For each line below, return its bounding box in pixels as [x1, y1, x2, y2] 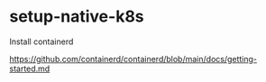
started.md [9, 63, 50, 74]
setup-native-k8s [9, 6, 144, 27]
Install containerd [9, 36, 74, 47]
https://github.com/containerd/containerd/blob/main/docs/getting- [9, 53, 258, 64]
